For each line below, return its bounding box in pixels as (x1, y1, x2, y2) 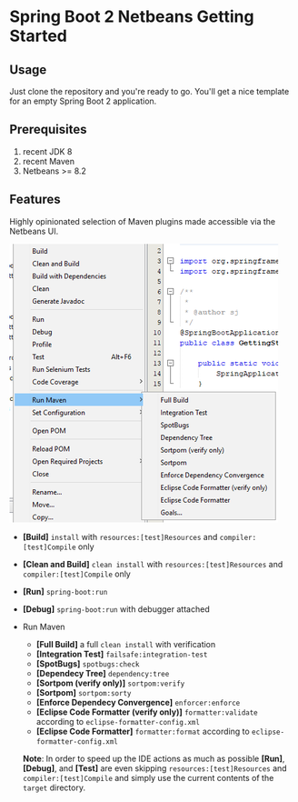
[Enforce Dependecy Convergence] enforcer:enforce (35, 697, 241, 707)
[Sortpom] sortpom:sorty (35, 687, 132, 697)
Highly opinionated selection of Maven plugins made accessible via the (9, 216, 275, 226)
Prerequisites (9, 122, 87, 137)
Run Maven (22, 621, 65, 632)
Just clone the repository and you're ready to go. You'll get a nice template (9, 86, 290, 96)
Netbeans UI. (9, 226, 59, 236)
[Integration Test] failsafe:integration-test (35, 648, 208, 659)
